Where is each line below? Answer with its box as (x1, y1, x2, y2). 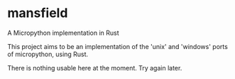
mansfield (7, 5, 68, 21)
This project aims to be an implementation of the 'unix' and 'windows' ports (7, 42, 229, 51)
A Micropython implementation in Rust (7, 28, 119, 37)
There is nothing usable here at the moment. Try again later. (7, 63, 182, 72)
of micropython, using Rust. (7, 50, 89, 58)
